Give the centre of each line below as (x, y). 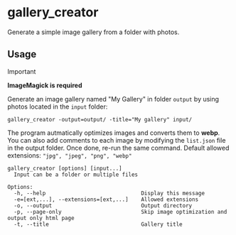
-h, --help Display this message (109, 193)
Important (22, 71)
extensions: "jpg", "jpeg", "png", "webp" (70, 155)
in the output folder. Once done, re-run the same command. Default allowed (118, 148)
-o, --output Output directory (103, 206)
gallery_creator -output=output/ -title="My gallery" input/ (100, 119)
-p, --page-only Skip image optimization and (120, 212)
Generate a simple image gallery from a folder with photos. (93, 32)
